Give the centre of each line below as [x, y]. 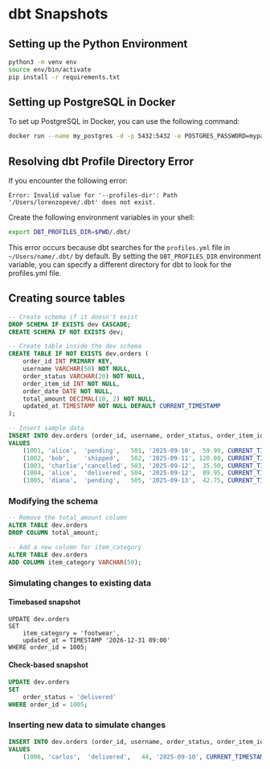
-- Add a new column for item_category [75, 548]
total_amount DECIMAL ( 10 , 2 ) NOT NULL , [90, 399]
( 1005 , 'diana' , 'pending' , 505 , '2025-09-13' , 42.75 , [124, 481]
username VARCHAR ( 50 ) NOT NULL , [77, 369]
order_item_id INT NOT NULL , [72, 384]
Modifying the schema [53, 501]
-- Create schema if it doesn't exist [73, 317]
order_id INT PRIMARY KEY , [68, 362]
